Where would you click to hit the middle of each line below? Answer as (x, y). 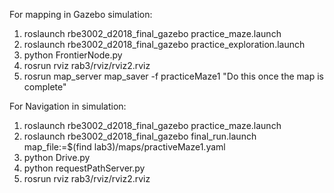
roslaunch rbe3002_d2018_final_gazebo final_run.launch (140, 136)
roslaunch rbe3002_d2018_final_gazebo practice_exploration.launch (164, 44)
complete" (45, 87)
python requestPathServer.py (84, 168)
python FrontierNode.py (73, 55)
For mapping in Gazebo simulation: (81, 14)
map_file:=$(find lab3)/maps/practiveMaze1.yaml (124, 147)
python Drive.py (57, 157)
